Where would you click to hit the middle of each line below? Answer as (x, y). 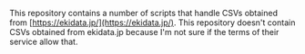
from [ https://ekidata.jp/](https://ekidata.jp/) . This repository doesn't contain (152, 22)
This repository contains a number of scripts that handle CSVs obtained (144, 13)
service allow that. (44, 41)
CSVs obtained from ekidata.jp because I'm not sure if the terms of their (144, 32)
